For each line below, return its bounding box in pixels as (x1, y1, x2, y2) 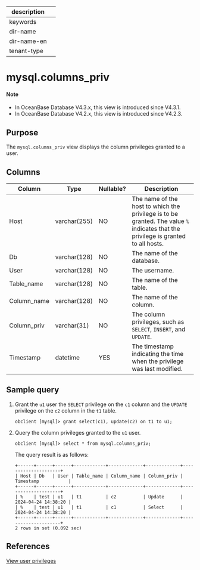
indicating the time (132, 350, 184, 358)
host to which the (132, 202, 180, 210)
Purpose (6, 128, 39, 138)
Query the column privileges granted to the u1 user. (14, 429, 141, 436)
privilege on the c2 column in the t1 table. (14, 407, 117, 414)
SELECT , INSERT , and (132, 325, 186, 333)
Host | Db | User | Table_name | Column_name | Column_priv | (20, 473, 183, 479)
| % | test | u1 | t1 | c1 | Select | (14, 504, 183, 510)
